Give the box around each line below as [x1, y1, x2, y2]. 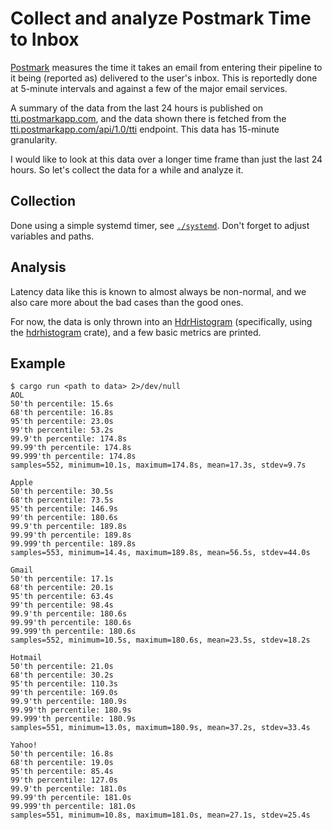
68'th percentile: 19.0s [10, 758, 114, 768]
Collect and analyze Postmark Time [10, 7, 312, 30]
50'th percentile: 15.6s [10, 399, 114, 409]
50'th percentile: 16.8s [10, 749, 114, 759]
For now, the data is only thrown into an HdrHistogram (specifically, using [10, 315, 313, 327]
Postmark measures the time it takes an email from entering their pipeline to [10, 61, 323, 73]
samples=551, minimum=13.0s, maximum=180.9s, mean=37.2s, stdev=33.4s [10, 723, 311, 733]
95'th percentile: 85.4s [10, 767, 114, 777]
